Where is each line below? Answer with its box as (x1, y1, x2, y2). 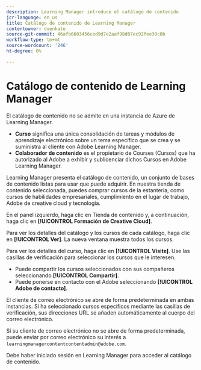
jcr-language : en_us (6, 14, 58, 20)
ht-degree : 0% (6, 48, 42, 54)
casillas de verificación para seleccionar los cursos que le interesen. (6, 254, 176, 261)
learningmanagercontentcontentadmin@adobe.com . (6, 340, 127, 347)
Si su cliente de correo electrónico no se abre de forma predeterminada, (6, 327, 185, 334)
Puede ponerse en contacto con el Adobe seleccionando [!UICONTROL (14, 278, 193, 285)
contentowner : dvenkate (6, 25, 66, 32)
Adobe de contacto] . (14, 284, 68, 292)
